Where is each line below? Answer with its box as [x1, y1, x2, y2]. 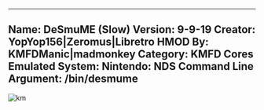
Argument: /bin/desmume [8, 72, 139, 86]
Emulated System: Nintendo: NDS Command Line [8, 60, 254, 73]
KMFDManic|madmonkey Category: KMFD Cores [8, 48, 254, 61]
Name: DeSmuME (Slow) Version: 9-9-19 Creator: [8, 23, 256, 36]
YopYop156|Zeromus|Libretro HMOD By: [8, 35, 210, 49]
